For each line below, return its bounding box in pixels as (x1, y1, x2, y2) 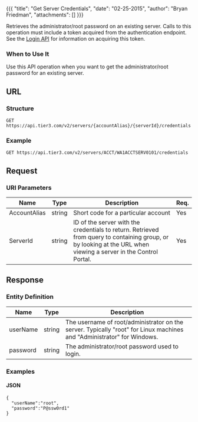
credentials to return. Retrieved (73, 225, 159, 233)
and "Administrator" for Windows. (65, 332, 159, 341)
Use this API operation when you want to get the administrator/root (6, 63, 169, 70)
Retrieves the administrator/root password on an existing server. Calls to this (6, 23, 192, 29)
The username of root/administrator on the (65, 318, 184, 326)
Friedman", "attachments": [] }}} (6, 11, 84, 18)
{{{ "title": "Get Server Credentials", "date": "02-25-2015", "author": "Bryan (6, 5, 188, 12)
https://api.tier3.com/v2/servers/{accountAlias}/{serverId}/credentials (6, 123, 192, 128)
